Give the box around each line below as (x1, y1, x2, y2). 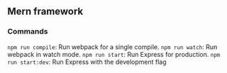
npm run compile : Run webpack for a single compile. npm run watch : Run (7, 42, 218, 51)
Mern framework (7, 6, 84, 18)
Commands (7, 27, 48, 36)
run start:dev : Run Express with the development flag (7, 58, 167, 66)
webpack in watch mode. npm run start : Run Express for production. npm (7, 50, 221, 58)
